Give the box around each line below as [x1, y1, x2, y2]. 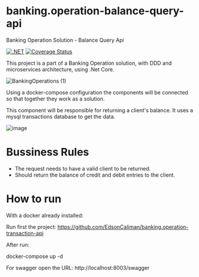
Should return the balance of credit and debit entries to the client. [14, 171, 175, 178]
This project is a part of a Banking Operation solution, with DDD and [6, 59, 172, 67]
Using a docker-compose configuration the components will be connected [6, 89, 188, 96]
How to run [6, 192, 62, 206]
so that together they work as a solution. [6, 95, 105, 102]
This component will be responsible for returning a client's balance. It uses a [6, 106, 194, 114]
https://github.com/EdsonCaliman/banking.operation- [57, 223, 189, 230]
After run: [6, 241, 30, 248]
